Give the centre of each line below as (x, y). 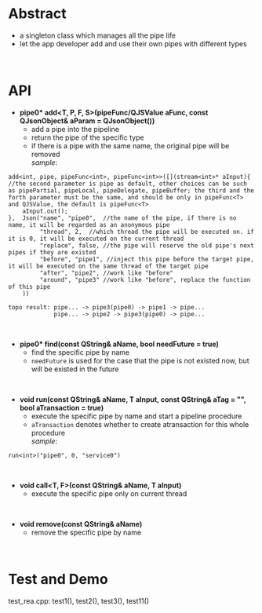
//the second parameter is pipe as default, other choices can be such (127, 184)
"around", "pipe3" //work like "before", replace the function (145, 279)
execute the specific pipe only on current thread (109, 493)
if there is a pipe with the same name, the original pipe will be (130, 145)
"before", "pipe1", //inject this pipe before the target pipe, (147, 259)
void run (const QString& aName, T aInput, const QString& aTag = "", (133, 399)
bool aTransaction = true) (62, 407)
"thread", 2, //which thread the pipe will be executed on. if (147, 232)
